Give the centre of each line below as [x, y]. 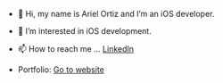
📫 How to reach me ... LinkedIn [76, 49]
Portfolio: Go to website [61, 70]
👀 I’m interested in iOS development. [84, 31]
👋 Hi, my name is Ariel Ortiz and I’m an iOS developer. [116, 14]
